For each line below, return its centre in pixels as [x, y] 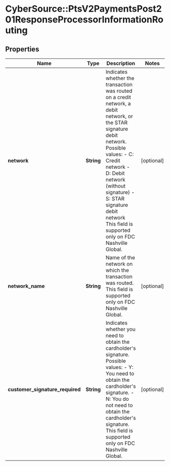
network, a [118, 103]
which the [117, 270]
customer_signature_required [44, 389]
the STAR [117, 122]
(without [115, 186]
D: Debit [115, 173]
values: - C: [120, 154]
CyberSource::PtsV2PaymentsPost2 [83, 9]
